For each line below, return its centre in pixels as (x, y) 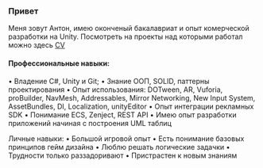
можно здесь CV (37, 45)
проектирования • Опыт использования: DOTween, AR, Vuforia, (116, 90)
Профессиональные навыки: (59, 63)
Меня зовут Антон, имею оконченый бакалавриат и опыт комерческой (129, 29)
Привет (23, 11)
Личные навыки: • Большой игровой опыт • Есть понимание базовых (126, 138)
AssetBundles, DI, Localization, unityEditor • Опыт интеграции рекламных (131, 106)
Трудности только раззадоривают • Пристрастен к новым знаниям (123, 155)
